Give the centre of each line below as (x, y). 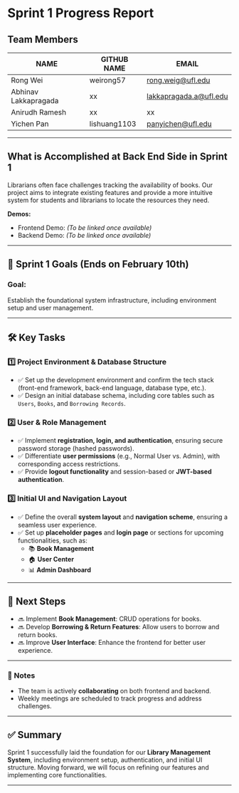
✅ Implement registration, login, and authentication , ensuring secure (120, 441)
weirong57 (107, 80)
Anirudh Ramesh (38, 112)
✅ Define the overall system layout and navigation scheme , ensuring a (122, 517)
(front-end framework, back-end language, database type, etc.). (112, 388)
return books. (38, 634)
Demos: (19, 214)
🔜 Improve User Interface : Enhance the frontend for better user (112, 642)
